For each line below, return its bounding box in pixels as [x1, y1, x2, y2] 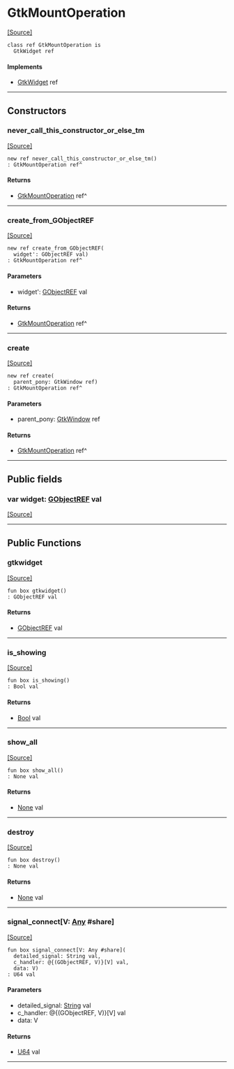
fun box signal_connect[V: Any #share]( [7, 946, 127, 954]
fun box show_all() [7, 767, 64, 774]
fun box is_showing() [7, 677, 70, 684]
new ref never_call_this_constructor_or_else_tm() [7, 155, 157, 162]
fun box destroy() [7, 856, 61, 864]
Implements [7, 62, 43, 71]
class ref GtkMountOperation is [7, 41, 101, 48]
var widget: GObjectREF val [7, 494, 102, 504]
